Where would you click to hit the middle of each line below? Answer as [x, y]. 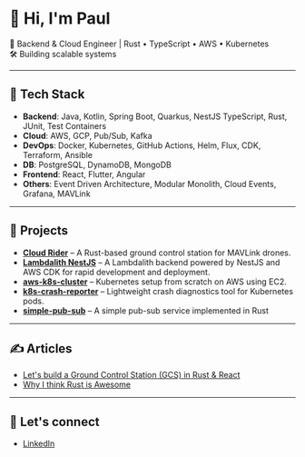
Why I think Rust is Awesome [77, 384]
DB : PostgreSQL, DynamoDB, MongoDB [97, 164]
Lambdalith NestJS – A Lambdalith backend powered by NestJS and [151, 262]
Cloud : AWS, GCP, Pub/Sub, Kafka [87, 135]
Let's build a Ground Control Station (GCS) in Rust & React [131, 375]
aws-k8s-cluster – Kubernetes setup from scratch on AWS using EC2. [155, 282]
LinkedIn [39, 443]
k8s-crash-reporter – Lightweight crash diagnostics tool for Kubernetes [157, 291]
